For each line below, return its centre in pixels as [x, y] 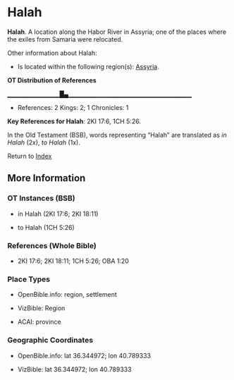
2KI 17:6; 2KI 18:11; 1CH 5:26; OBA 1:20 [73, 261]
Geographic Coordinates [50, 341]
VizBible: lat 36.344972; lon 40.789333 [74, 369]
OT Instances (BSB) [41, 198]
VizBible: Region [41, 308]
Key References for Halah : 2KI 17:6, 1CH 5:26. [74, 121]
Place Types [29, 279]
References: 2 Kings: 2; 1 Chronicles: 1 [73, 107]
